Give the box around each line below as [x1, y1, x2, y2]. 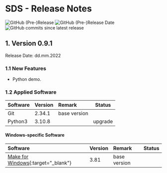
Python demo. [12, 76, 41, 82]
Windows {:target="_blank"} [7, 159, 72, 166]
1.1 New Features [5, 65, 46, 72]
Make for [7, 153, 29, 160]
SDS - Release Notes [5, 3, 92, 14]
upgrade [93, 118, 113, 125]
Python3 [7, 118, 28, 125]
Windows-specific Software [5, 132, 65, 138]
